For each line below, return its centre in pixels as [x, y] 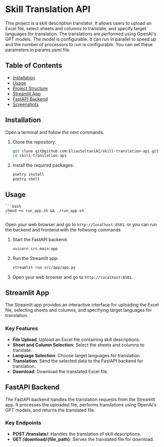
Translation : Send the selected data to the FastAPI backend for [78, 361]
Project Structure [30, 88]
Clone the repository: [34, 142]
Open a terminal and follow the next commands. [55, 132]
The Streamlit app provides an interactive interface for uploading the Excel [82, 305]
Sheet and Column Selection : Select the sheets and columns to [78, 345]
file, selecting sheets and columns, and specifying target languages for [78, 310]
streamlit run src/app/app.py [44, 267]
